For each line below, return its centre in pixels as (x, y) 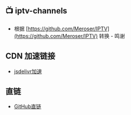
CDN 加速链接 (30, 56)
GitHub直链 (27, 107)
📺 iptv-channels (37, 11)
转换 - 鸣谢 (112, 36)
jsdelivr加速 (28, 71)
